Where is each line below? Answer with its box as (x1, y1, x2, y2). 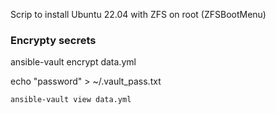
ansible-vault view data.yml (10, 95, 132, 105)
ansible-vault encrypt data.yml (10, 56, 137, 68)
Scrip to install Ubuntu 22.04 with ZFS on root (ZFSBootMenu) (10, 9, 267, 20)
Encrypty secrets (10, 33, 97, 47)
